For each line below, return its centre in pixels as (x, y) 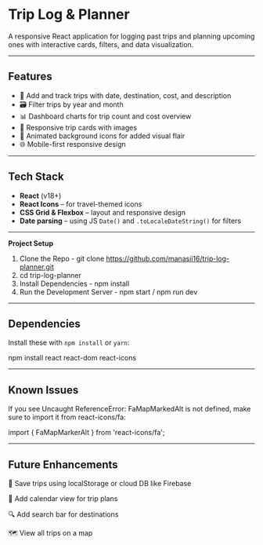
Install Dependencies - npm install (74, 283)
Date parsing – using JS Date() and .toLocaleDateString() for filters (130, 221)
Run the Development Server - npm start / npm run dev (108, 291)
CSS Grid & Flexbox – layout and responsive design (103, 212)
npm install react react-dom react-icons (72, 358)
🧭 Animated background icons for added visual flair (102, 136)
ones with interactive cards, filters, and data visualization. (101, 44)
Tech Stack (36, 177)
